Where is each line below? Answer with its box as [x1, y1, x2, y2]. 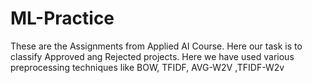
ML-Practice [10, 7, 115, 30]
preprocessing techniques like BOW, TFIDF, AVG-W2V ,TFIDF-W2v [10, 61, 285, 73]
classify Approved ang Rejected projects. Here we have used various [10, 50, 295, 62]
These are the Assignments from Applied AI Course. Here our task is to [10, 40, 303, 52]
